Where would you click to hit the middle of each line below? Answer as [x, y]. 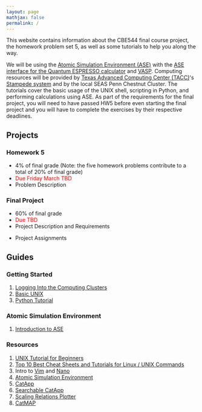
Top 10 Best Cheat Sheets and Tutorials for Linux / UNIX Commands [99, 364]
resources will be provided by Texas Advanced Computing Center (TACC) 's [100, 78]
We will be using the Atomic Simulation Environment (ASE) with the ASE [95, 65]
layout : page [23, 12]
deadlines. [19, 116]
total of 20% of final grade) [49, 172]
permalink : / [23, 23]
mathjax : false [25, 18]
